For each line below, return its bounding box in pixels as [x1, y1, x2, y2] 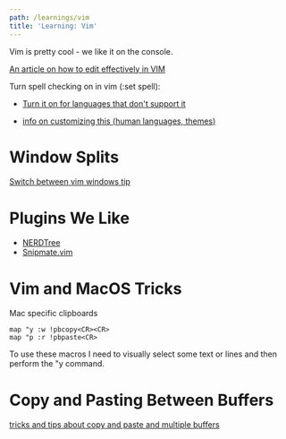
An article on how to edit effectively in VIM [9, 64, 165, 74]
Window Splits [9, 147, 119, 167]
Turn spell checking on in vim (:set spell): [9, 81, 161, 91]
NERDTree [21, 237, 61, 248]
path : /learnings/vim [9, 13, 90, 22]
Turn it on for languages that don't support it [21, 98, 186, 108]
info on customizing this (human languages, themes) [21, 116, 216, 126]
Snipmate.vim [21, 247, 73, 258]
